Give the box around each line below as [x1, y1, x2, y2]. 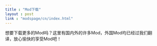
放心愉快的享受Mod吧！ [13, 36, 62, 42]
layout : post [5, 12, 34, 16]
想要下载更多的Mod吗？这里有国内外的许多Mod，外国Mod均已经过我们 [5, 30, 148, 36]
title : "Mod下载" [5, 7, 41, 12]
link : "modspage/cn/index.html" [5, 16, 73, 21]
